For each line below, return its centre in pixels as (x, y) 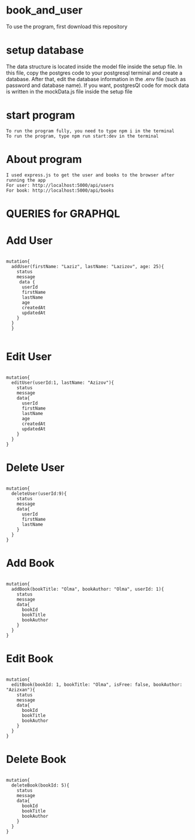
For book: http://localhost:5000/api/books (60, 190)
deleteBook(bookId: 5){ (40, 785)
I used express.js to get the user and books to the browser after (90, 175)
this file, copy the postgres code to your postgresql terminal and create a (94, 73)
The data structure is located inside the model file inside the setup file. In (94, 66)
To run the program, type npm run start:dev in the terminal (83, 136)
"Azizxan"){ (21, 690)
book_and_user (44, 10)
